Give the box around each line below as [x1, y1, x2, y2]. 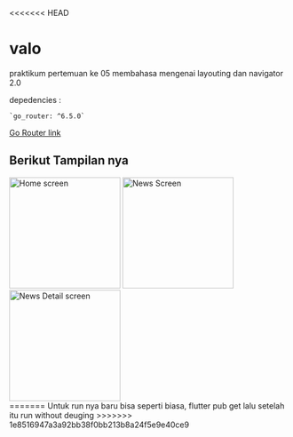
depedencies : [9, 94, 62, 105]
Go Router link [9, 127, 61, 138]
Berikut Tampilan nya [9, 153, 129, 168]
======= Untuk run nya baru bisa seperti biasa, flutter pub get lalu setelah [9, 400, 285, 411]
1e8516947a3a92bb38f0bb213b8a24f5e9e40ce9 [9, 419, 189, 430]
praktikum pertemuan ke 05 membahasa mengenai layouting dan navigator [9, 68, 284, 78]
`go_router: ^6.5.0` [9, 111, 86, 121]
